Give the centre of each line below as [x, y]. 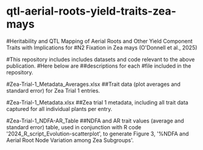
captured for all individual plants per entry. [59, 109]
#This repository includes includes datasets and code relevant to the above [101, 59]
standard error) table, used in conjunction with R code [74, 127]
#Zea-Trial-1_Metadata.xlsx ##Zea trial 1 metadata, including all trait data [97, 102]
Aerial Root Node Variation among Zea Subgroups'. [70, 140]
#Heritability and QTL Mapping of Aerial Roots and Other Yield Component [99, 41]
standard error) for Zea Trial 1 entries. [53, 90]
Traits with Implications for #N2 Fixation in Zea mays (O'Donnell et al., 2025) [102, 48]
